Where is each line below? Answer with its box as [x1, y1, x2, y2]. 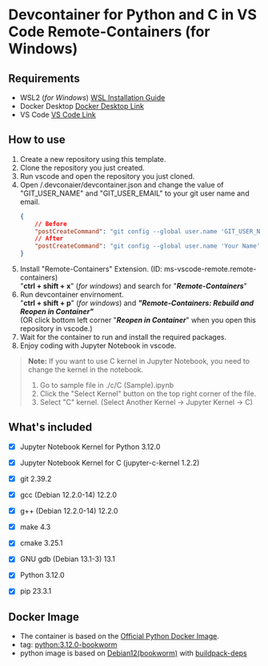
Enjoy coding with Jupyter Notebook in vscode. [19, 341, 177, 350]
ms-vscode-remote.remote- [163, 264, 257, 274]
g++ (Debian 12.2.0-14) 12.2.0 [19, 507, 118, 516]
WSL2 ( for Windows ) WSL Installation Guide [19, 93, 166, 102]
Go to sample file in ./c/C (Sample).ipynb [39, 381, 174, 390]
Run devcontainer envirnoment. [19, 290, 124, 300]
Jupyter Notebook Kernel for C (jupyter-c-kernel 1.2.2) [19, 458, 200, 467]
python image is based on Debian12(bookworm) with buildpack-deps [19, 648, 248, 658]
